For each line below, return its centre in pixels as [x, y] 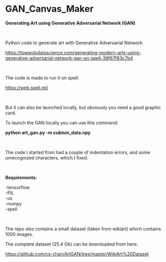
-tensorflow [18, 187]
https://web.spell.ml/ [27, 88]
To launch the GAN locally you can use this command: [62, 122]
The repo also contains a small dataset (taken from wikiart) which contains [83, 229]
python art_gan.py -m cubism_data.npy [48, 133]
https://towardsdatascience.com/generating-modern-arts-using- [73, 53]
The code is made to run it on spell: [42, 77]
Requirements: [21, 177]
